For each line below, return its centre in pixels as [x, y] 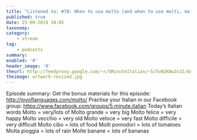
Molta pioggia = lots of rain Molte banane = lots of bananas [78, 131]
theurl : [16, 71]
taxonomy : [18, 28]
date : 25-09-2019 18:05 [35, 22]
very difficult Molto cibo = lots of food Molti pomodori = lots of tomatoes [94, 125]
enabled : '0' [22, 60]
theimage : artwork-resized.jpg [44, 77]
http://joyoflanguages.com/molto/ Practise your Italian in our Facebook [91, 100]
